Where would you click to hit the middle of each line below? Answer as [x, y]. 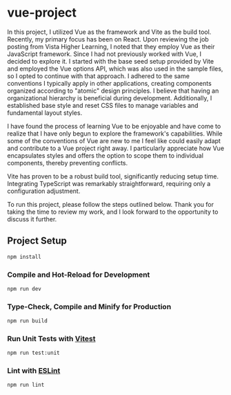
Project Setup [37, 241]
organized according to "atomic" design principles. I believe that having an [113, 91]
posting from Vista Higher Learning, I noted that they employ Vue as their [111, 46]
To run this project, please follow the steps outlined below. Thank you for [111, 204]
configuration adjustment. [44, 191]
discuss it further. [32, 219]
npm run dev [24, 288]
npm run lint [26, 385]
